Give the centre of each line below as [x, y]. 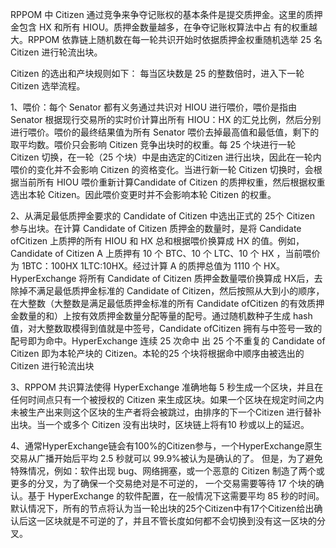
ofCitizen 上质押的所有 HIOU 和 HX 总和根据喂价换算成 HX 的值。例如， [157, 241]
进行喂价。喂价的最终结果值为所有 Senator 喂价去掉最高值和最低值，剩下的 [165, 132]
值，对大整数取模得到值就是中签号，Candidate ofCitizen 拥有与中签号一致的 [166, 328]
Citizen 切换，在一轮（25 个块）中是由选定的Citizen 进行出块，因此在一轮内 [166, 157]
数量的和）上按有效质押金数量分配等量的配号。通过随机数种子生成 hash [165, 316]
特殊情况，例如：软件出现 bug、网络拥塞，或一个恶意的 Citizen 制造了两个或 [167, 471]
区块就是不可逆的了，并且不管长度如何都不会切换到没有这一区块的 [180, 521]
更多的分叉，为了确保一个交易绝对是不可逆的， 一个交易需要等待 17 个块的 [163, 483]
